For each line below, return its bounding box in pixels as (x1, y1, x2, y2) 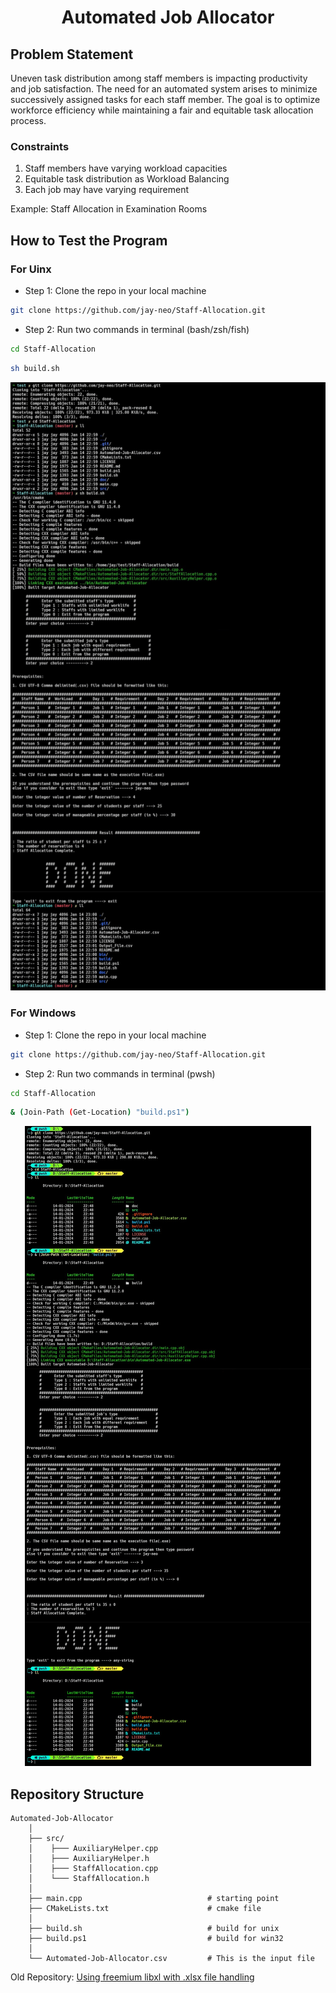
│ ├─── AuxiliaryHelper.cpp (28, 1844, 159, 1854)
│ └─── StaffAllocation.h (28, 1874, 150, 1884)
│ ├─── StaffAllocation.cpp (28, 1864, 159, 1874)
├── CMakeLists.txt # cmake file (28, 1904, 262, 1914)
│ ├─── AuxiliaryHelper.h (28, 1854, 150, 1864)
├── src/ (28, 1834, 65, 1844)
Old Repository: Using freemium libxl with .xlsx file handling (10, 1971, 255, 1983)
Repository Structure (10, 1786, 145, 1803)
